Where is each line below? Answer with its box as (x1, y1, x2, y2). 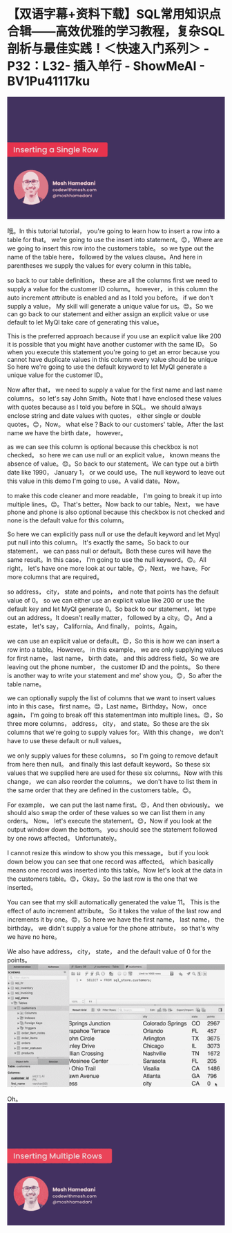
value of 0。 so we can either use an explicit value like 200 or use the (7, 596, 205, 605)
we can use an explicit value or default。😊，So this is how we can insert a (7, 637, 220, 646)
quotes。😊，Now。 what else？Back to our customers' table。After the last (7, 420, 224, 429)
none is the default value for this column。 (7, 516, 128, 524)
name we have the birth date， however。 (7, 429, 127, 437)
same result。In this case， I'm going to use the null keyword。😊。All (7, 556, 207, 564)
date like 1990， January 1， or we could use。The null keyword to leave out (7, 468, 225, 477)
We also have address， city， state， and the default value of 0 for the (7, 947, 211, 956)
